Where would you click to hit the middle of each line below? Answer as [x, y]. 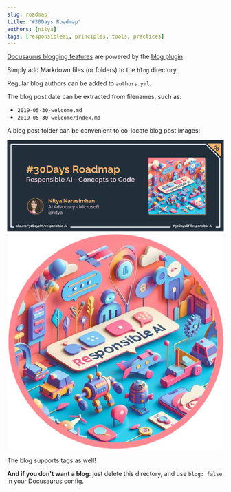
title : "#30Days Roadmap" [44, 22]
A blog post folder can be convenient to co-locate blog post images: [104, 131]
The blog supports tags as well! [52, 460]
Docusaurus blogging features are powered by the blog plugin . [96, 57]
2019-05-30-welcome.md [49, 111]
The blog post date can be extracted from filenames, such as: [95, 97]
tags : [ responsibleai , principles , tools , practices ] [86, 36]
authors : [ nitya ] [32, 29]
